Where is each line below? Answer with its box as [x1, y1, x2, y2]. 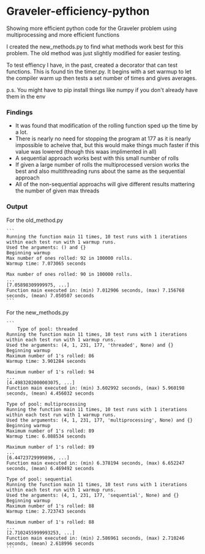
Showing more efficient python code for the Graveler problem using [6, 25, 177, 32]
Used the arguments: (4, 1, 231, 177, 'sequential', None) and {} [6, 492, 179, 498]
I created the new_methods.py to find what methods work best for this [6, 43, 184, 50]
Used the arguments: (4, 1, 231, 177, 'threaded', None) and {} [6, 342, 174, 348]
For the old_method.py [6, 216, 63, 224]
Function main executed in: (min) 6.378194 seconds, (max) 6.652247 [6, 460, 185, 466]
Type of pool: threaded [17, 326, 78, 332]
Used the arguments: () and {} [6, 244, 86, 251]
